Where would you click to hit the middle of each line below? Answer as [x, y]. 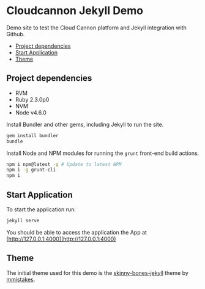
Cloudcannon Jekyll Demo [75, 11]
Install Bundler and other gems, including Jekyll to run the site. [85, 124]
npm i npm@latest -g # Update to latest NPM [64, 164]
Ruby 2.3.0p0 [32, 99]
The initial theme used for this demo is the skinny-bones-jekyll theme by [97, 272]
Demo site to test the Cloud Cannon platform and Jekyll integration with [96, 28]
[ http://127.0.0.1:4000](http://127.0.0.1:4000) [61, 239]
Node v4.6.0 [31, 112]
